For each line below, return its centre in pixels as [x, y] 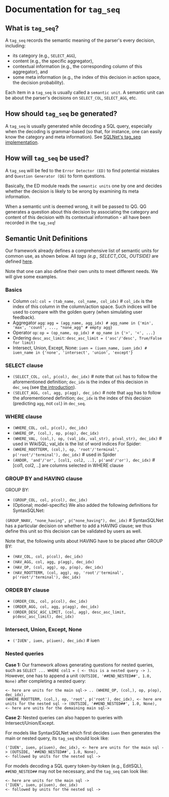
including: [16, 46]
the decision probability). [38, 83]
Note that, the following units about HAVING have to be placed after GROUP [84, 541]
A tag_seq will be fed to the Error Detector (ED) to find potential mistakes [82, 170]
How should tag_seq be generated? [61, 114]
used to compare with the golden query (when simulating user [77, 312]
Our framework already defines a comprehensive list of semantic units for [82, 251]
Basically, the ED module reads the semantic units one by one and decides [84, 186]
